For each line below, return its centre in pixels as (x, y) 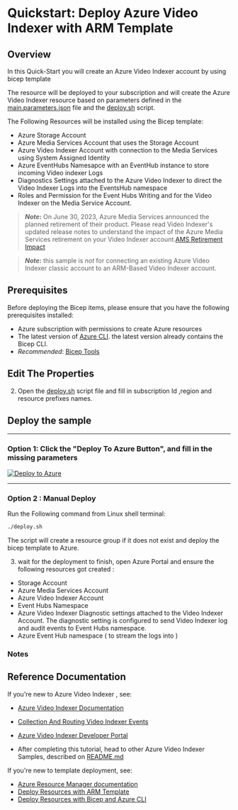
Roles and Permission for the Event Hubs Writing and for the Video (115, 195)
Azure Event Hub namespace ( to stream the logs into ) (98, 636)
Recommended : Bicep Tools (58, 351)
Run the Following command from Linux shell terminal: (86, 514)
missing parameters (42, 457)
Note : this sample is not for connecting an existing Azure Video (117, 261)
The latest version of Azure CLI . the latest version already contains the (120, 336)
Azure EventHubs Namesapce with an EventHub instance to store (113, 165)
